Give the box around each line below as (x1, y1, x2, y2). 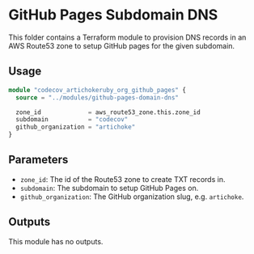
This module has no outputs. (8, 236, 104, 246)
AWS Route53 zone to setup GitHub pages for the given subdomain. (8, 40, 235, 50)
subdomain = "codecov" (15, 116, 129, 124)
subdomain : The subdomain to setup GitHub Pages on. (19, 183, 199, 193)
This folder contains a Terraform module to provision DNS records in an (8, 32, 247, 42)
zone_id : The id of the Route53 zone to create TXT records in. (19, 174, 226, 184)
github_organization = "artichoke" (15, 123, 136, 131)
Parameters (8, 153, 69, 167)
